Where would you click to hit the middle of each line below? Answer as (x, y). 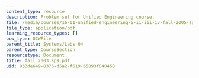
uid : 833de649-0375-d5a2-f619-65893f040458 (61, 66)
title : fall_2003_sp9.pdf (38, 60)
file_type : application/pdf (41, 28)
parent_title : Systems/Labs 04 (45, 45)
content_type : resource (36, 11)
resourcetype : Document (36, 55)
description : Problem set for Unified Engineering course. (81, 17)
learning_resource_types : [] (42, 33)
